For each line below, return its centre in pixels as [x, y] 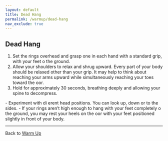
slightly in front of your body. [35, 119]
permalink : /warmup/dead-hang [37, 19]
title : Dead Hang [23, 14]
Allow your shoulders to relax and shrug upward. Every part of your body [87, 67]
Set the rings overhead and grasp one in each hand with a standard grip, [87, 56]
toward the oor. [28, 82]
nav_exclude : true [24, 24]
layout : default [22, 10]
